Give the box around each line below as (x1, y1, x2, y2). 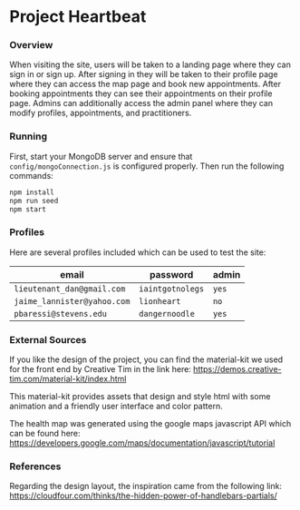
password (149, 268, 194, 280)
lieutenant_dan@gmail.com (14, 283, 126, 294)
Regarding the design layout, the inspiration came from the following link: (9, 481, 283, 492)
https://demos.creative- (193, 364, 283, 374)
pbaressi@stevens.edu (14, 309, 107, 319)
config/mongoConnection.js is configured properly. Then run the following (9, 161, 285, 172)
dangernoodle (139, 309, 195, 319)
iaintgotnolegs (139, 283, 205, 294)
